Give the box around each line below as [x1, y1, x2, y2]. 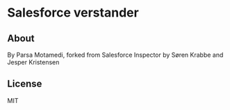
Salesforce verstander [7, 5, 139, 21]
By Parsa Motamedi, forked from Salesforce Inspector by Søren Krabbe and [7, 51, 224, 59]
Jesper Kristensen [7, 58, 60, 66]
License [7, 78, 42, 90]
